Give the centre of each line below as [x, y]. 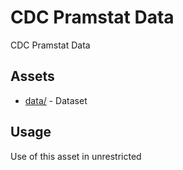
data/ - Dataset [56, 100]
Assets [32, 76]
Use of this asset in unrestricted [76, 156]
